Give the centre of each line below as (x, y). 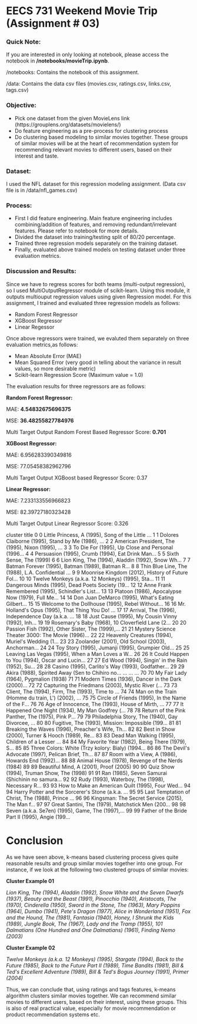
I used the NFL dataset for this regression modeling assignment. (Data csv (96, 184)
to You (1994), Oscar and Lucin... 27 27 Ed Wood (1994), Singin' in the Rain (97, 660)
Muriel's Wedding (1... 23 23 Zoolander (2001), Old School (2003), (86, 641)
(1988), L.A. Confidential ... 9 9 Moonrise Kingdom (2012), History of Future (97, 572)
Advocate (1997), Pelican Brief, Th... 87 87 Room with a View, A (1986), (92, 754)
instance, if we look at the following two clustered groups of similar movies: (98, 869)
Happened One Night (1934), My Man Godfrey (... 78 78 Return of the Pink (96, 710)
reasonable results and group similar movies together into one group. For (95, 863)
